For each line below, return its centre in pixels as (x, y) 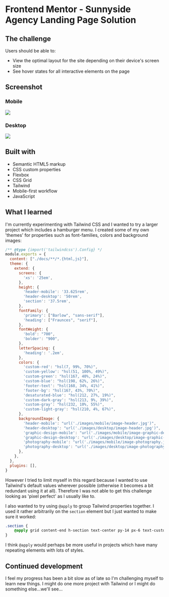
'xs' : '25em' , (38, 278)
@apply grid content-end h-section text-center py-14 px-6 (77, 531)
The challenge (28, 39)
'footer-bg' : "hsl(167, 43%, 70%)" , (62, 390)
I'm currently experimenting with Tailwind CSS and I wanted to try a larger (82, 224)
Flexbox (21, 175)
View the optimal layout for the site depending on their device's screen (86, 61)
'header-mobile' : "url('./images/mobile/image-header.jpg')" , (90, 423)
